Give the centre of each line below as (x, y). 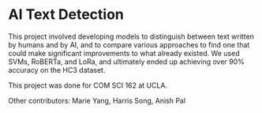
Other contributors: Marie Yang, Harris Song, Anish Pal (97, 100)
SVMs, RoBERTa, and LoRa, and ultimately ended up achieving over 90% (126, 62)
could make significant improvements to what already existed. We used (124, 53)
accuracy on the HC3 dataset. (57, 70)
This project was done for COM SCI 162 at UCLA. (88, 85)
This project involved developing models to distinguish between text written (131, 36)
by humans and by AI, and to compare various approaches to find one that (129, 44)
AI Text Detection (66, 15)
